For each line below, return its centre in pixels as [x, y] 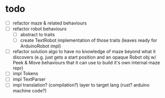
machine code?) [30, 91]
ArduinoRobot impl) [40, 46]
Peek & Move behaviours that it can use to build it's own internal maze [86, 63]
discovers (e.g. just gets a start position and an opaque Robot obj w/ [84, 57]
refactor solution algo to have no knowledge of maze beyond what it [84, 52]
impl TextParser [29, 79]
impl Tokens [25, 73]
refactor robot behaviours [40, 29]
